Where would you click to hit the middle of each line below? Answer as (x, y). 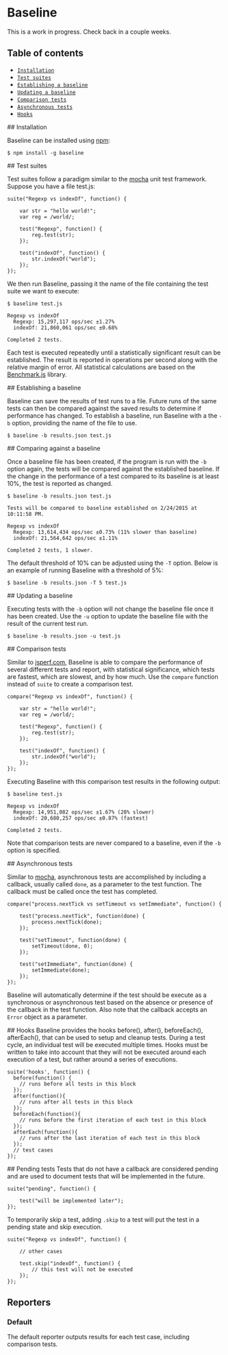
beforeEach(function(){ (47, 1114)
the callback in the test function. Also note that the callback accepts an (107, 1009)
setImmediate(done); (61, 970)
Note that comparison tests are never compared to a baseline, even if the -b (114, 842)
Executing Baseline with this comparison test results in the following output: (114, 781)
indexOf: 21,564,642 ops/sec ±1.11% (65, 538)
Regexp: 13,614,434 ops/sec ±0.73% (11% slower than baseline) (105, 532)
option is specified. (34, 850)
